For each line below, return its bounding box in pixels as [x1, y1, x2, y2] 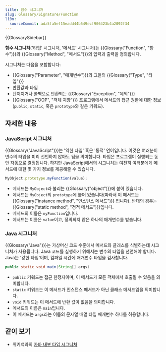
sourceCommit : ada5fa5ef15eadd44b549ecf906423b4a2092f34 [9, 21, 130, 26]
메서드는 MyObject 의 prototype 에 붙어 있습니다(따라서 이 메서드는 [12, 191, 139, 197]
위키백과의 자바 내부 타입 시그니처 [12, 341, 78, 347]
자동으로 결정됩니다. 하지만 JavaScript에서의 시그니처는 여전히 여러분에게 [10, 160, 153, 166]
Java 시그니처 [5, 230, 37, 237]
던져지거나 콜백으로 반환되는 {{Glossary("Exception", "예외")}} [12, 91, 135, 97]
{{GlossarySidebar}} [5, 35, 47, 41]
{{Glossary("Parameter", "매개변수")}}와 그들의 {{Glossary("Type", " [12, 72, 149, 78]
